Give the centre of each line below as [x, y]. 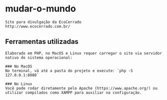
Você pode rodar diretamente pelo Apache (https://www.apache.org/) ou [81, 88]
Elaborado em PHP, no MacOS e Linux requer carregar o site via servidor [84, 53]
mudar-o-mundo [40, 9]
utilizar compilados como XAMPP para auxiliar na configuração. [73, 92]
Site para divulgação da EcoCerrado [43, 22]
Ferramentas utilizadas [42, 42]
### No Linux [19, 84]
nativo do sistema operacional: [39, 57]
